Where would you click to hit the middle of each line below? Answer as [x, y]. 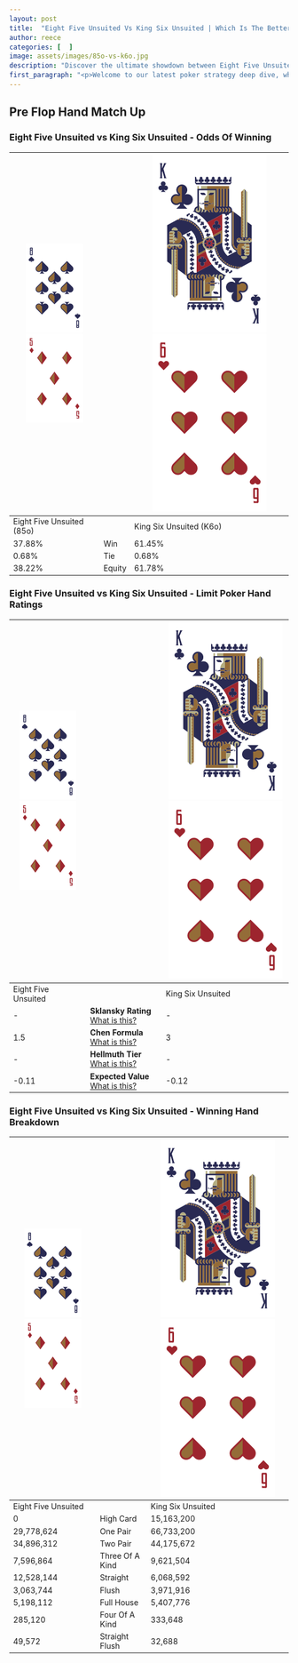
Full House [119, 1602]
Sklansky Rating [121, 1011]
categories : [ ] [41, 47]
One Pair [115, 1531]
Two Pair [116, 1543]
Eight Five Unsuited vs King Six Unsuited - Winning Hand [134, 1111]
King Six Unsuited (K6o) [178, 526]
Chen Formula [117, 1033]
